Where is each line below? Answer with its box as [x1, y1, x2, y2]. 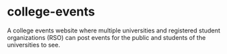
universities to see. [7, 40, 60, 49]
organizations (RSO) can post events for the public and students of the [7, 33, 206, 41]
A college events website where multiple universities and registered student [7, 26, 221, 34]
